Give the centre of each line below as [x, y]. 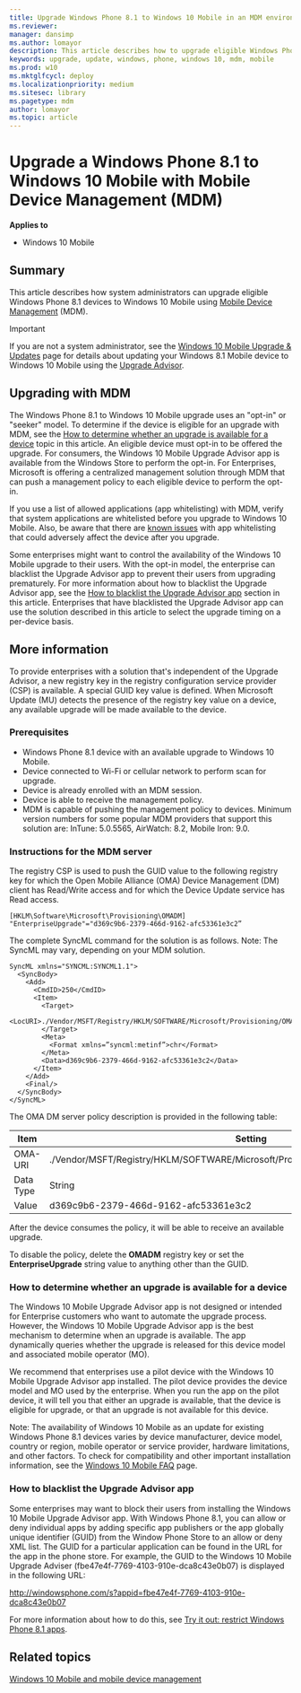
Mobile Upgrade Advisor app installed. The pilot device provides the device [148, 1382]
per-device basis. [42, 621]
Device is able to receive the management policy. [113, 799]
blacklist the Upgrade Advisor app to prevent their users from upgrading [142, 573]
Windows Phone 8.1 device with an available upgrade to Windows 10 [148, 752]
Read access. [34, 900]
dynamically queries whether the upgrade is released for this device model [147, 1345]
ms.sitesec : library [48, 92]
